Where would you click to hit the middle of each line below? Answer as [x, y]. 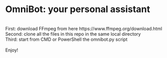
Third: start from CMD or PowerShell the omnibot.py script [66, 39]
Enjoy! [12, 50]
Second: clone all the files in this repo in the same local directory [73, 34]
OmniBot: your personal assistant [78, 9]
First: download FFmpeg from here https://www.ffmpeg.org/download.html [84, 28]
